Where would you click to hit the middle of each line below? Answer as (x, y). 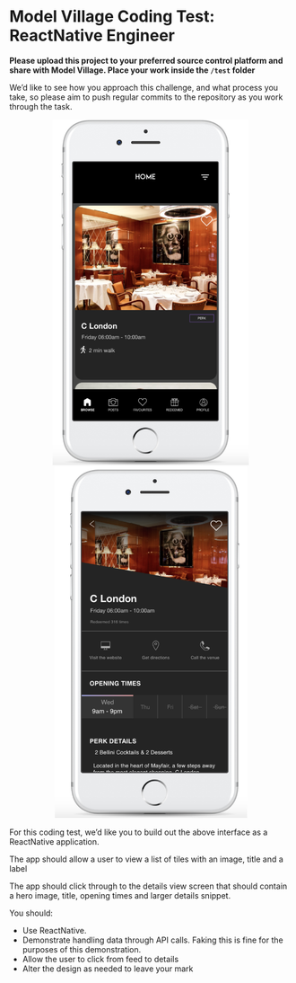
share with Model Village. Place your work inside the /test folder (132, 70)
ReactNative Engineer (92, 35)
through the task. (41, 106)
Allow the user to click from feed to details (100, 960)
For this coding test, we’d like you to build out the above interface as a (139, 832)
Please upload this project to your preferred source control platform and (146, 60)
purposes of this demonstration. (82, 950)
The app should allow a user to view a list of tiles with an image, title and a (147, 859)
